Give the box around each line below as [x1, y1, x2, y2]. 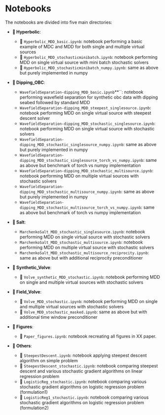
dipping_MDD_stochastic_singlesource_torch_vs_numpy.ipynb [19, 158, 144, 163]
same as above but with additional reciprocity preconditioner [19, 255, 143, 261]
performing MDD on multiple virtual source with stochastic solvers [19, 244, 154, 250]
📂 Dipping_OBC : [12, 79, 45, 85]
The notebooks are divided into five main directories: [5, 19, 112, 25]
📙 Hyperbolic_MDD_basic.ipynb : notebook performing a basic [19, 38, 143, 44]
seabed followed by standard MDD [19, 99, 90, 105]
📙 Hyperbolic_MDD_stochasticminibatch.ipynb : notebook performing [19, 54, 158, 60]
